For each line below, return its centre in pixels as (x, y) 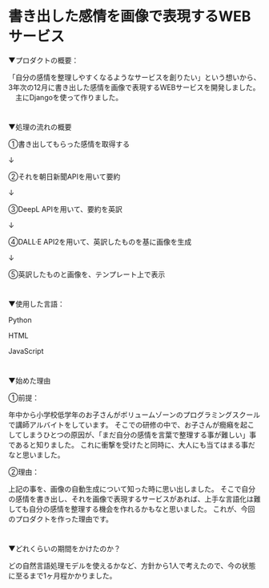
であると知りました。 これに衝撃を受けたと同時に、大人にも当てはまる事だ (132, 444)
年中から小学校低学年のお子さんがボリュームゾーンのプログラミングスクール (134, 415)
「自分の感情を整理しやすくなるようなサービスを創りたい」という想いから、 (134, 77)
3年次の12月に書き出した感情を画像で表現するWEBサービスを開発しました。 (134, 87)
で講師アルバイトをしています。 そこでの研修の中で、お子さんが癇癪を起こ (131, 424)
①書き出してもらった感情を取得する (69, 144)
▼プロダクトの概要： (44, 60)
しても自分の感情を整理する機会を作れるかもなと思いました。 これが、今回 (132, 509)
